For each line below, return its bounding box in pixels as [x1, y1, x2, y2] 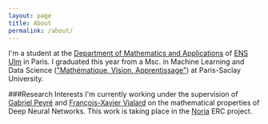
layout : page [8, 11, 52, 20]
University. [8, 74, 44, 84]
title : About [8, 19, 52, 27]
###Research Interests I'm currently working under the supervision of [8, 90, 238, 99]
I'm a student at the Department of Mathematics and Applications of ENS [8, 49, 249, 58]
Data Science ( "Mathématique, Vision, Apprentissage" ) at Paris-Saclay [8, 66, 242, 75]
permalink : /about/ [8, 26, 74, 34]
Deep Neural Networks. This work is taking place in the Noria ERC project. [8, 106, 253, 116]
